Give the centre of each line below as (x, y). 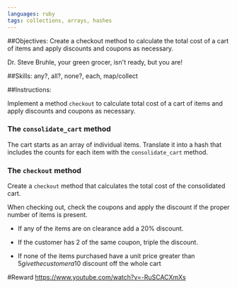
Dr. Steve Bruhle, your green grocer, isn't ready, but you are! (95, 62)
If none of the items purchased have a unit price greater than (106, 256)
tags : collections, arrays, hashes (60, 21)
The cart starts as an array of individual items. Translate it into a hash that (114, 144)
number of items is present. (47, 215)
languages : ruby (31, 14)
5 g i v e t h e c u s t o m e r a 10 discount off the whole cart (89, 264)
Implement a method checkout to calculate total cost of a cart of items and (115, 103)
